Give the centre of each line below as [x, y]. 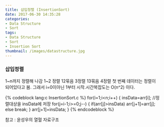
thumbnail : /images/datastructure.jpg [45, 51]
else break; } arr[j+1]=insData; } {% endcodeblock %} [60, 109]
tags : [11, 33]
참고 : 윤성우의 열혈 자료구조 [32, 120]
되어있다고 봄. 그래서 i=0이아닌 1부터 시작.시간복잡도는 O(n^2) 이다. [70, 87]
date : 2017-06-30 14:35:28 [33, 14]
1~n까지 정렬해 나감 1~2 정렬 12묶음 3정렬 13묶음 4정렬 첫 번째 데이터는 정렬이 [81, 81]
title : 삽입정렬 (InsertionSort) [38, 10]
